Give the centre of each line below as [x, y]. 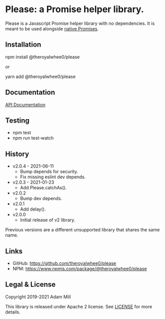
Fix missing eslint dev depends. [53, 177]
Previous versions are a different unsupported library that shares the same [82, 230]
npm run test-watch [33, 138]
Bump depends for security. [49, 172]
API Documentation [25, 104]
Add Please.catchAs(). [43, 188]
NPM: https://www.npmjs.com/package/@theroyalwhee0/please [80, 269]
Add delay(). [33, 209]
